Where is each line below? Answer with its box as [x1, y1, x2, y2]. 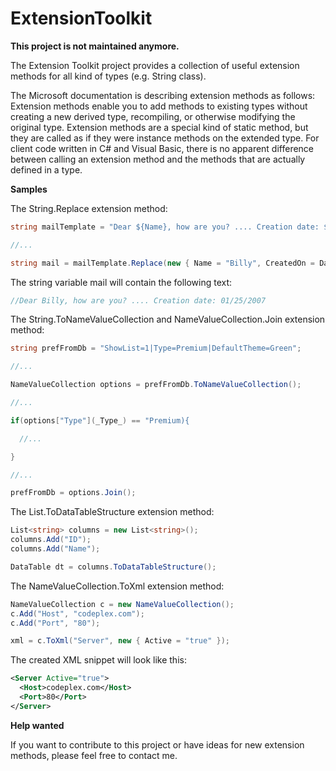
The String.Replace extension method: [10, 202, 168, 214]
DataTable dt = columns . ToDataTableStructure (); [10, 562, 217, 572]
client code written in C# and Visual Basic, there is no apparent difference [10, 142, 315, 154]
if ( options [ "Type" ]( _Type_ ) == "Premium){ [10, 415, 190, 426]
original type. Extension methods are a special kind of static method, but [10, 121, 309, 133]
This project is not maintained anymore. [10, 40, 180, 52]
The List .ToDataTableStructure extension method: [10, 506, 215, 518]
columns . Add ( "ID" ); [10, 535, 92, 545]
